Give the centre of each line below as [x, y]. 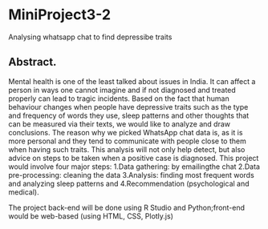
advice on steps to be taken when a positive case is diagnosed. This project [134, 158]
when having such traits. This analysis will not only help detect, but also [127, 149]
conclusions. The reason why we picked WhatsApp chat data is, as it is [126, 132]
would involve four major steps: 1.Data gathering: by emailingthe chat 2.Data [134, 167]
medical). [24, 192]
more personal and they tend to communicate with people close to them [127, 141]
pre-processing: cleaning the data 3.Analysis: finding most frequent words [131, 175]
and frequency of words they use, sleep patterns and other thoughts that [129, 115]
